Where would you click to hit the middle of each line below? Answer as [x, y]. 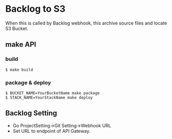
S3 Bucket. [17, 28]
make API [21, 45]
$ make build [19, 69]
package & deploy [28, 82]
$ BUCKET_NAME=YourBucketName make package [53, 93]
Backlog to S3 [35, 9]
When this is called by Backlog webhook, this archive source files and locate [86, 23]
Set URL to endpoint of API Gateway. [52, 131]
